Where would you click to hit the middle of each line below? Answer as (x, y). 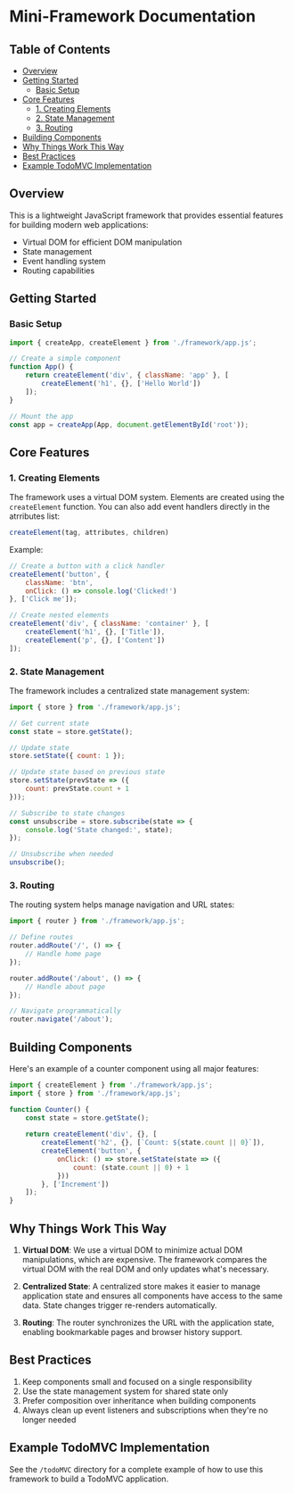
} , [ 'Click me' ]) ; (43, 599)
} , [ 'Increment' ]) (75, 1184)
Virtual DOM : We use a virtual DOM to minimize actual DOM (132, 1250)
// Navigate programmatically (65, 1011)
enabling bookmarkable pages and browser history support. (132, 1332)
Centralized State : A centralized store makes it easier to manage (141, 1287)
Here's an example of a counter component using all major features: (134, 1068)
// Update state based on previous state (87, 772)
